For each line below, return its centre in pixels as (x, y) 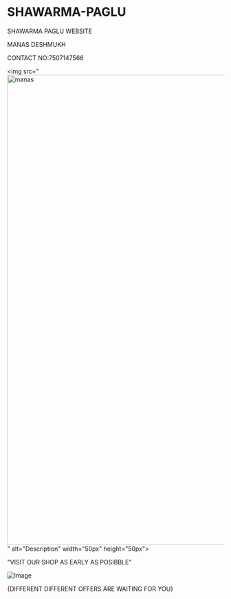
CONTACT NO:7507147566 (45, 58)
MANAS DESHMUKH (37, 44)
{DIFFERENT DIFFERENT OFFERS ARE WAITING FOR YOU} (90, 589)
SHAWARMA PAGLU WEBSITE (50, 31)
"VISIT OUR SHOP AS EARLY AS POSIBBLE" (69, 562)
